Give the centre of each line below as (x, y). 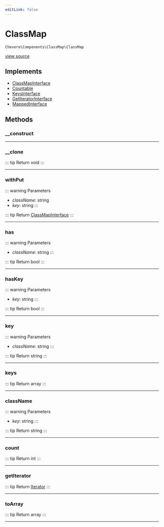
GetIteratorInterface (32, 99)
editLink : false (21, 10)
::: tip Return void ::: (25, 163)
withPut (15, 180)
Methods (19, 119)
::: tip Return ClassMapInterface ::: (40, 215)
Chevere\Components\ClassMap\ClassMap (44, 47)
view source (17, 56)
